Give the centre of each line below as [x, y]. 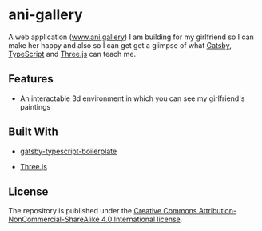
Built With [33, 132]
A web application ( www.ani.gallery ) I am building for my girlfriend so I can [131, 37]
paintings [35, 106]
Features [31, 79]
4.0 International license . [142, 219]
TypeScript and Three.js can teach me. [72, 54]
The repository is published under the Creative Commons [103, 211]
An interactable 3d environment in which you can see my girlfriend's [132, 98]
